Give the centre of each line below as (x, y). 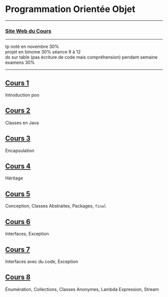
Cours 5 (18, 194)
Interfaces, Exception (27, 234)
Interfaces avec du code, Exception (42, 261)
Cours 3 (18, 138)
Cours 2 (18, 111)
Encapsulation (20, 150)
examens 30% (20, 62)
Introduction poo (22, 95)
